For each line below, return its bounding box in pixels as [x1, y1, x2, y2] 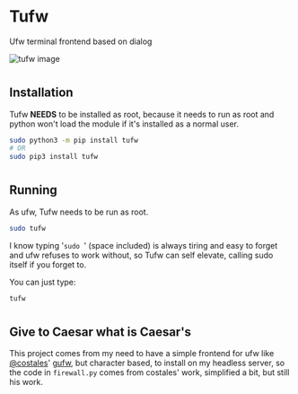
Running [9, 182, 58, 198]
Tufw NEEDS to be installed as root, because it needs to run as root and [9, 109, 275, 119]
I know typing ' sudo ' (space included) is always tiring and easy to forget [9, 240, 278, 250]
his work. [9, 377, 43, 388]
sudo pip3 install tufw [9, 153, 99, 162]
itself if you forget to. [9, 258, 87, 270]
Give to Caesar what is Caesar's [9, 324, 191, 339]
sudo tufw [9, 223, 47, 232]
